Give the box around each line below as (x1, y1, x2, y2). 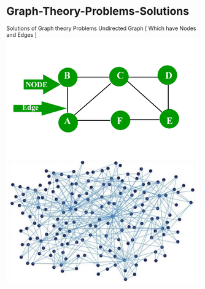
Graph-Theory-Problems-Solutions (6, 4, 189, 18)
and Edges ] (6, 31, 37, 38)
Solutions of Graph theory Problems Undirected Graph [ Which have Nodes (6, 25, 196, 32)
